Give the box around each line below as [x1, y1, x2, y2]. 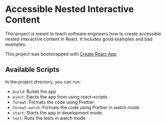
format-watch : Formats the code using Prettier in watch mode [12, 104, 140, 110]
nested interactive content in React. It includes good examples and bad [5, 36, 152, 42]
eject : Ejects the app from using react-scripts [12, 93, 108, 99]
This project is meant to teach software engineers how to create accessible [5, 30, 161, 36]
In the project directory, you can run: [5, 78, 81, 84]
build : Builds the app [12, 88, 56, 94]
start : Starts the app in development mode [12, 109, 102, 115]
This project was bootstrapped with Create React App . [5, 51, 118, 57]
